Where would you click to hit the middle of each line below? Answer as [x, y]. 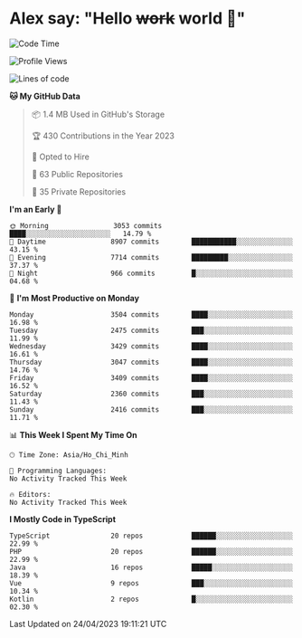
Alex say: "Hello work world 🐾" [127, 19]
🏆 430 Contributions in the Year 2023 [103, 136]
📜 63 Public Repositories [77, 174]
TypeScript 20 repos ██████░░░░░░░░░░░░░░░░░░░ [151, 536]
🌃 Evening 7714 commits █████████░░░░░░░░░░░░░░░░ [151, 257]
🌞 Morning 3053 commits [86, 225]
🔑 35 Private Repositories [79, 191]
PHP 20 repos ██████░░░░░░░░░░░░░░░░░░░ [151, 551]
